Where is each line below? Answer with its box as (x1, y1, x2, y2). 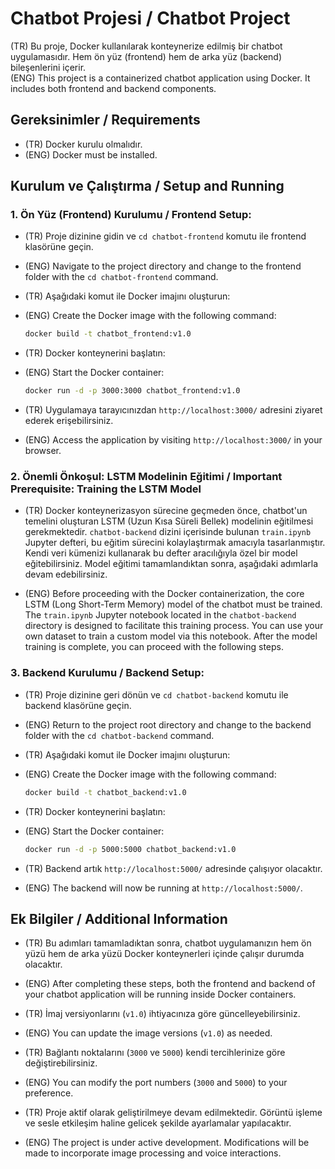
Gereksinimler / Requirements (10, 112, 201, 129)
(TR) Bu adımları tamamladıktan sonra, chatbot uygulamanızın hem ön (24, 937, 312, 949)
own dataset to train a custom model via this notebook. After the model (24, 630, 318, 642)
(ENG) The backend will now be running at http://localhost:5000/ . (24, 882, 303, 894)
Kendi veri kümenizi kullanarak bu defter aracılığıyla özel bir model (24, 547, 298, 559)
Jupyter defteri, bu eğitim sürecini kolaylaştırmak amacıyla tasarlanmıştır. (24, 537, 326, 549)
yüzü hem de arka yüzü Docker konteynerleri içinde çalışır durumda (24, 948, 305, 960)
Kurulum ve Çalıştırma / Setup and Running (10, 178, 285, 195)
